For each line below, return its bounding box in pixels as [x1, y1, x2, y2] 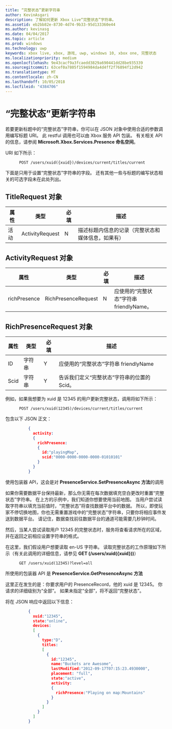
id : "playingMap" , [41, 450, 79, 455]
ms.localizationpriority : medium [5, 55, 77, 61]
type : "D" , [41, 637, 63, 643]
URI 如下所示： [5, 150, 37, 156]
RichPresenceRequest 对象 [5, 322, 93, 331]
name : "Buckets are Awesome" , [51, 662, 114, 667]
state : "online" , [32, 618, 68, 624]
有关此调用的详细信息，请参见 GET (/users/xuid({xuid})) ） [14, 550, 139, 556]
